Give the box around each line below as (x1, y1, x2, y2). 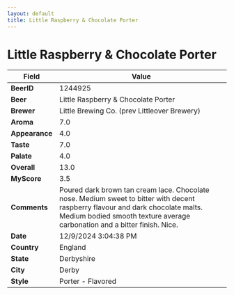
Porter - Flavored (58, 276, 117, 286)
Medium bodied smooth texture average (58, 212, 191, 221)
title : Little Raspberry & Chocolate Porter (7, 17, 139, 24)
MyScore (10, 174, 42, 184)
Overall (10, 163, 36, 173)
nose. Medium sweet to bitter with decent (58, 194, 195, 204)
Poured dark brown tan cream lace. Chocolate (58, 185, 210, 195)
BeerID (10, 83, 34, 93)
